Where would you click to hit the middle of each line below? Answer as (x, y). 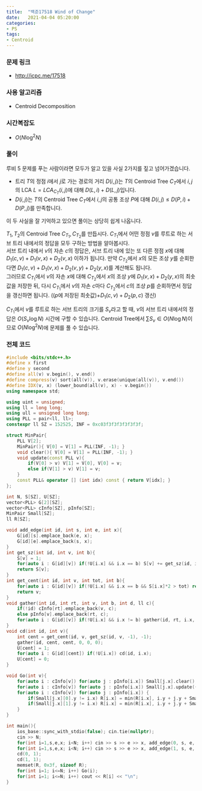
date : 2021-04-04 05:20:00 (43, 18)
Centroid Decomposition (45, 106)
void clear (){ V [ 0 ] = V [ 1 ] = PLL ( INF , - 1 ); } (75, 452)
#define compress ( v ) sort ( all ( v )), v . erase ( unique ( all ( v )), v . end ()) (95, 380)
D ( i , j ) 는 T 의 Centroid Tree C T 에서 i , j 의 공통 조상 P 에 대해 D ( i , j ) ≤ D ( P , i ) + (103, 200)
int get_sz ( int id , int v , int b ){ (51, 552)
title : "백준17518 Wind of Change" (51, 12)
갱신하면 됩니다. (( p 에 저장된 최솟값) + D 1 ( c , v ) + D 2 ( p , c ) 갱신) (84, 296)
